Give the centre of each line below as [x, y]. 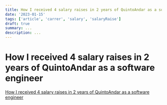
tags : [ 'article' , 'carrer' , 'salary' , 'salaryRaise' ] [63, 19]
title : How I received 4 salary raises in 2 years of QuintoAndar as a [81, 10]
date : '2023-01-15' [25, 14]
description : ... [23, 33]
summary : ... [19, 28]
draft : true [17, 24]
